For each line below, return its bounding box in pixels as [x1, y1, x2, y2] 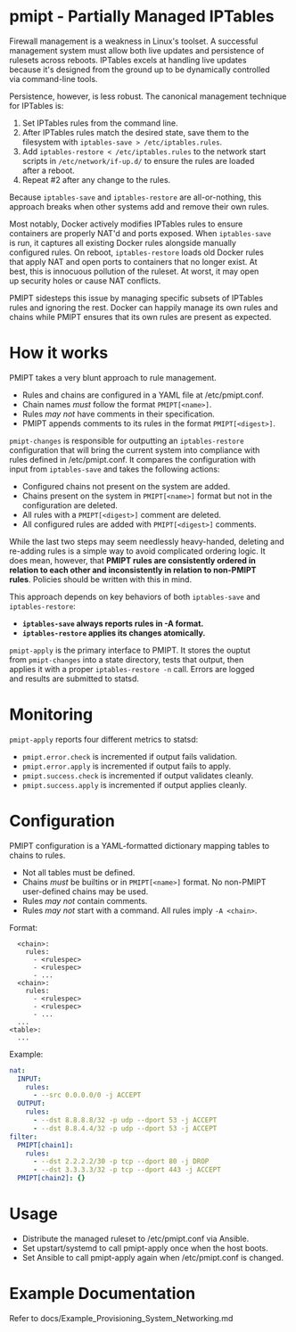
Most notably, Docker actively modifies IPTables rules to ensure [9, 218, 243, 229]
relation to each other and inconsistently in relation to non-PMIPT [9, 564, 257, 575]
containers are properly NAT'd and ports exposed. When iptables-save [9, 227, 272, 238]
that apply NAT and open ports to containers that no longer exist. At [9, 256, 258, 267]
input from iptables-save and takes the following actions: [9, 464, 220, 474]
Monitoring [9, 704, 94, 725]
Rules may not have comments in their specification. [21, 408, 216, 419]
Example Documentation [9, 1284, 196, 1303]
